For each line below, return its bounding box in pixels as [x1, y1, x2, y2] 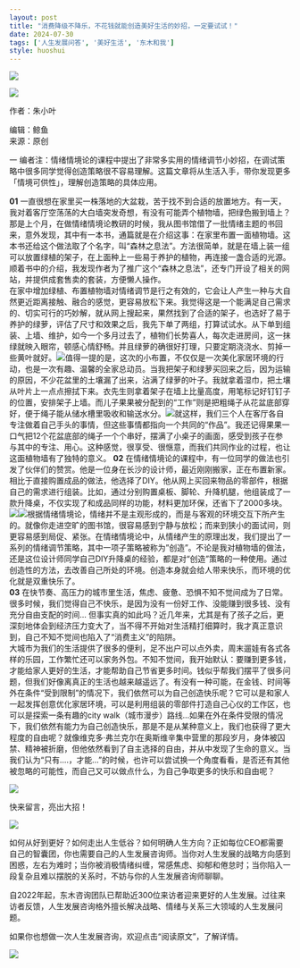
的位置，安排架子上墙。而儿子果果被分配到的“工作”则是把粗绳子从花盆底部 [9, 397, 283, 408]
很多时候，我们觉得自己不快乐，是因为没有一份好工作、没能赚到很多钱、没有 [9, 598, 291, 609]
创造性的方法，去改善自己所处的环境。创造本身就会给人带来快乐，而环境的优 [9, 565, 291, 576]
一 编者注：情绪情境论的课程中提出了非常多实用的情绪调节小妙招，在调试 [9, 155, 278, 165]
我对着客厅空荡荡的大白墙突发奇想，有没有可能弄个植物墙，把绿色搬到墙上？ [9, 207, 291, 218]
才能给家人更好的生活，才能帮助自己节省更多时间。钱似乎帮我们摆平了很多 [9, 665, 283, 676]
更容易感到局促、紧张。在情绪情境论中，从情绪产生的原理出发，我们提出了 [9, 531, 283, 542]
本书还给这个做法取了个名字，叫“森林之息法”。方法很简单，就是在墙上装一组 [9, 240, 290, 251]
